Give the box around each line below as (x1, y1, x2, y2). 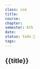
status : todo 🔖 (5, 34, 36, 39)
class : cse (5, 7, 27, 12)
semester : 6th (5, 25, 34, 30)
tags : (5, 39, 16, 44)
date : (5, 30, 16, 34)
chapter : (5, 20, 23, 26)
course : (5, 16, 21, 21)
